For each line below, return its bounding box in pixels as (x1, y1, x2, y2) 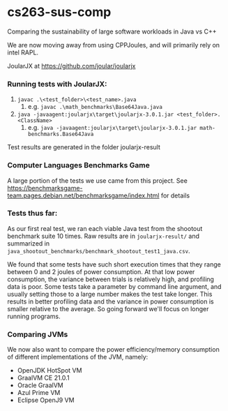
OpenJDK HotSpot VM (17, 366, 82, 375)
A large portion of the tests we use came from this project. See (7, 176, 188, 185)
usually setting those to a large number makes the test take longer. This (7, 290, 213, 298)
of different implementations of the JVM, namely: (7, 353, 149, 361)
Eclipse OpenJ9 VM (17, 396, 75, 405)
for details (160, 191, 190, 200)
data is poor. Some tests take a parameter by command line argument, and (7, 282, 222, 290)
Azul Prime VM (17, 389, 61, 397)
